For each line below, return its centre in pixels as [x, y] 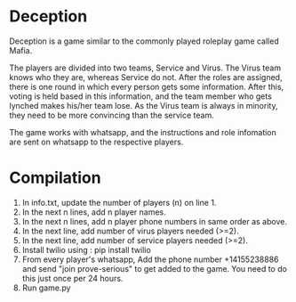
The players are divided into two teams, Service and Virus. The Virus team [145, 68]
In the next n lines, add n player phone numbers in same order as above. [154, 221]
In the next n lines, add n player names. [94, 212]
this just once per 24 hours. [72, 278]
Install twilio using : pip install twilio [86, 249]
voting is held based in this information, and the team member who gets [141, 96]
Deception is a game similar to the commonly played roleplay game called [144, 41]
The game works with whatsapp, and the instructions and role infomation [143, 132]
